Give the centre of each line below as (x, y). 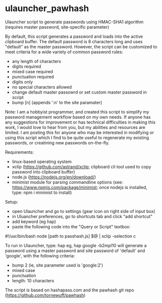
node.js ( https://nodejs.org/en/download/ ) (54, 177)
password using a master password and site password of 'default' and (75, 251)
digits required (26, 66)
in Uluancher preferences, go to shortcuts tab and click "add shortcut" (82, 216)
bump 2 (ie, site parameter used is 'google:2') (58, 265)
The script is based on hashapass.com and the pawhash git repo (70, 290)
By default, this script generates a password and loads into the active (74, 36)
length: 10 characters (33, 280)
